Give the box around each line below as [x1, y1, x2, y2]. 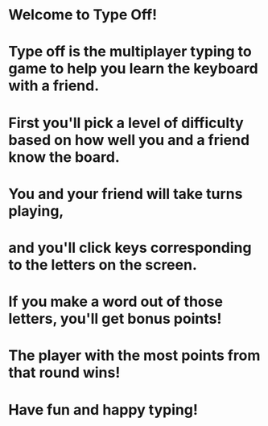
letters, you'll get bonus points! [8, 310, 222, 328]
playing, [8, 201, 64, 220]
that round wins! [8, 364, 121, 382]
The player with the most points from [8, 346, 261, 365]
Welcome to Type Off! [8, 6, 158, 24]
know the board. [8, 147, 121, 166]
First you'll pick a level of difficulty [8, 114, 244, 132]
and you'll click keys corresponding [8, 238, 252, 257]
